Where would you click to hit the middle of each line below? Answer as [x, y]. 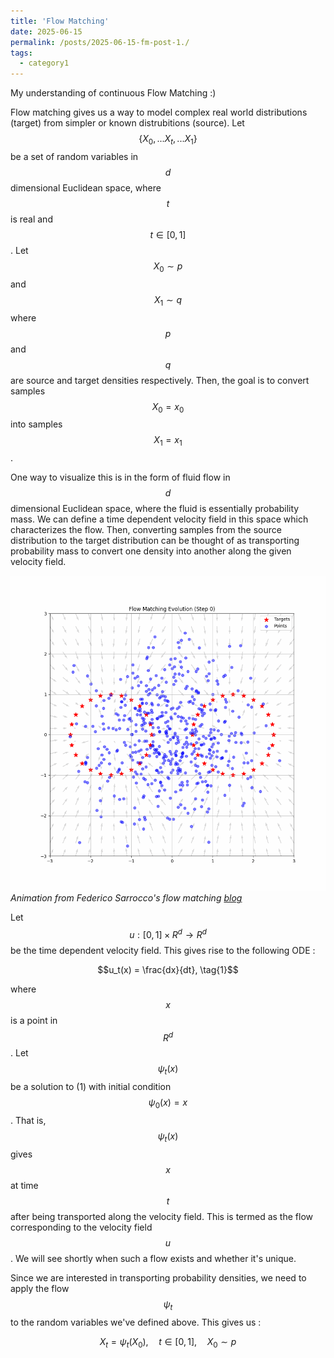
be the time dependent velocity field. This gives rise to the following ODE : [163, 950]
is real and [31, 219]
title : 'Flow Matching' [60, 21]
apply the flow [40, 1288]
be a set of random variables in [74, 156]
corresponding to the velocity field [81, 1227]
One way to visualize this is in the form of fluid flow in [120, 477]
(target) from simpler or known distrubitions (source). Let [127, 123]
